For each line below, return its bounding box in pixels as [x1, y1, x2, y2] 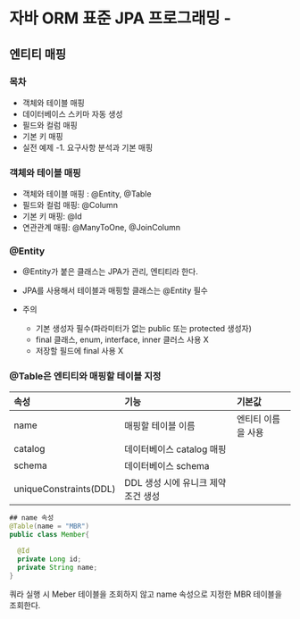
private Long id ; [17, 555, 82, 564]
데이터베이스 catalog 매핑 [124, 443, 227, 456]
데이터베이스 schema [124, 459, 210, 472]
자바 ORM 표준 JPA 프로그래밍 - [9, 8, 232, 29]
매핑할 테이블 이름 [124, 419, 196, 431]
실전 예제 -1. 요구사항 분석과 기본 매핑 [21, 142, 154, 153]
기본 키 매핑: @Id [21, 211, 82, 222]
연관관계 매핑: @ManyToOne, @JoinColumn [21, 222, 181, 233]
